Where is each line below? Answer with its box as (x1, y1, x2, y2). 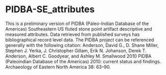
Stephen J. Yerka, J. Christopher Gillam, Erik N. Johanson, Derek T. (5, 47, 147, 54)
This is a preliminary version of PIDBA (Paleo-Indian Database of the (5, 20, 149, 27)
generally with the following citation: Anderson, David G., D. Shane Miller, (5, 42, 159, 48)
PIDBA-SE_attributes (5, 4, 95, 15)
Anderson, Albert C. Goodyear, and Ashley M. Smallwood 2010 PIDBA (5, 53, 152, 59)
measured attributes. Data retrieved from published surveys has (5, 31, 140, 37)
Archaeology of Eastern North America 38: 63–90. (5, 64, 111, 70)
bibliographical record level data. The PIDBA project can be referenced (5, 37, 154, 43)
